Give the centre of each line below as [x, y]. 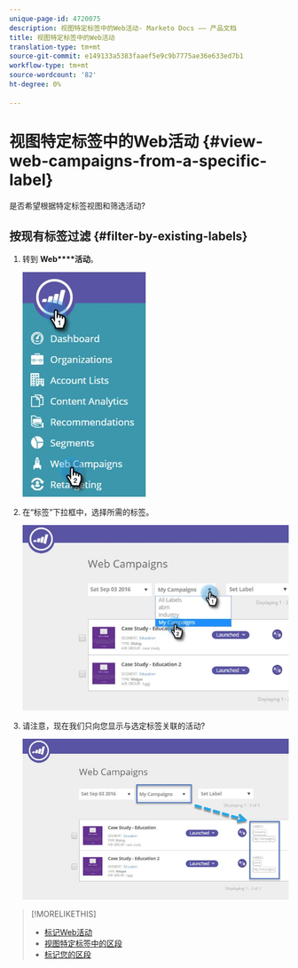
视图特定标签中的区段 [83, 943]
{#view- [233, 141]
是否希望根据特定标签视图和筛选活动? [78, 205]
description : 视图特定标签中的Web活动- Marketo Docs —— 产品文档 [123, 28]
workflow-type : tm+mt [49, 66]
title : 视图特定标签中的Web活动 [62, 37]
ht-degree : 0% [35, 84]
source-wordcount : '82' [53, 75]
